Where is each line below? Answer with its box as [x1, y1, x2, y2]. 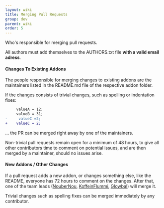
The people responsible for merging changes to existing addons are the [5, 77, 152, 83]
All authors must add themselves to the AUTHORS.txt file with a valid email [5, 49, 160, 55]
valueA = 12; [16, 107, 43, 112]
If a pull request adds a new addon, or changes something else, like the [5, 173, 152, 179]
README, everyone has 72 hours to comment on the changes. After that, [5, 178, 155, 184]
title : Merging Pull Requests [5, 12, 68, 17]
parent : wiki [5, 21, 32, 26]
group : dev [5, 16, 28, 21]
